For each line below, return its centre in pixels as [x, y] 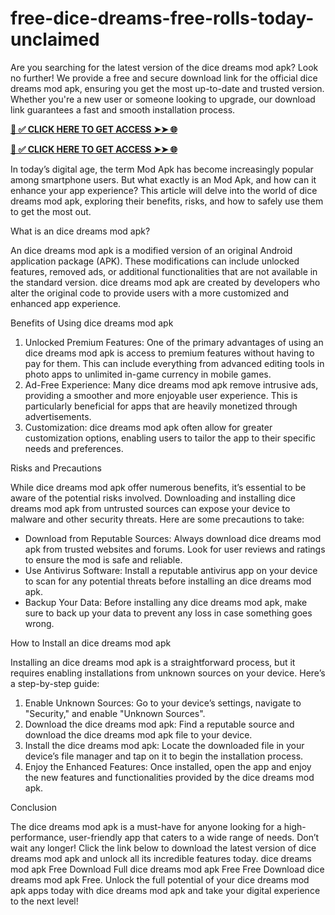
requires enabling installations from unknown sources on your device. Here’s [168, 673]
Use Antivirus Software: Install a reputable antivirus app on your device [171, 570]
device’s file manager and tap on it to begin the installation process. [164, 756]
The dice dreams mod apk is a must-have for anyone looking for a [146, 826]
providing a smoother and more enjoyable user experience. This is [161, 395]
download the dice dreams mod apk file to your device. [138, 734]
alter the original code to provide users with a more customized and [150, 293]
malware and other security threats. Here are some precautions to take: [157, 519]
